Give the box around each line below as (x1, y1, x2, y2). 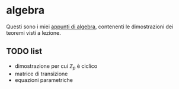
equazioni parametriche (14, 76, 73, 83)
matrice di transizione (14, 70, 68, 77)
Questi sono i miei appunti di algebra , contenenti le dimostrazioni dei (6, 23, 174, 30)
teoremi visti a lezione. (6, 29, 61, 36)
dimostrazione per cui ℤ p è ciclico (14, 62, 98, 71)
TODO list (6, 47, 43, 57)
